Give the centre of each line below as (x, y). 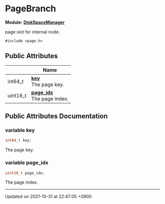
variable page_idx (27, 163)
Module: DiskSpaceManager (35, 22)
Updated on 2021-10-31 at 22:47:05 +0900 (48, 197)
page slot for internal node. (32, 32)
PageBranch (31, 9)
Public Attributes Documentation (56, 116)
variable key (20, 130)
